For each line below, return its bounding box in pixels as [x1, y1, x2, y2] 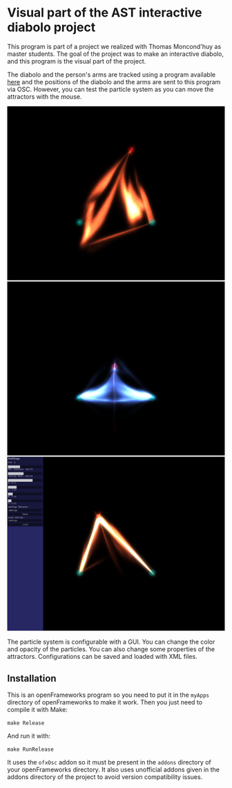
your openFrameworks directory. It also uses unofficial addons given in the [7, 765, 220, 774]
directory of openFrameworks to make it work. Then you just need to [7, 698, 202, 707]
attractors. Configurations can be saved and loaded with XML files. [7, 653, 198, 661]
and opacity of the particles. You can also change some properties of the [7, 645, 215, 653]
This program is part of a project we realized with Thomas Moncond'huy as [7, 42, 222, 50]
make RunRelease [7, 746, 54, 753]
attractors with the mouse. [7, 92, 82, 101]
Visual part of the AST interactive [7, 5, 202, 21]
